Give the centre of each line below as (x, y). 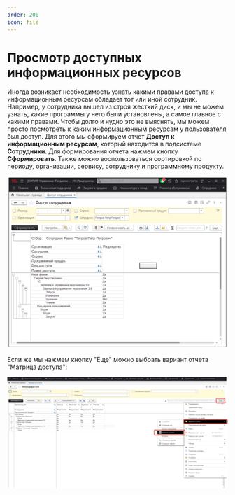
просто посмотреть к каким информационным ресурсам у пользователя (117, 129)
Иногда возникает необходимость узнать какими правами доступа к (111, 92)
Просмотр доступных (74, 58)
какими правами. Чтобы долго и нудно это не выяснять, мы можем (108, 122)
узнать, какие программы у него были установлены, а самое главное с (114, 114)
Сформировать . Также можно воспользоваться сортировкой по (105, 159)
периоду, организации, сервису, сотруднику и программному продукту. (116, 166)
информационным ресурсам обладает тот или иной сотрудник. (102, 99)
